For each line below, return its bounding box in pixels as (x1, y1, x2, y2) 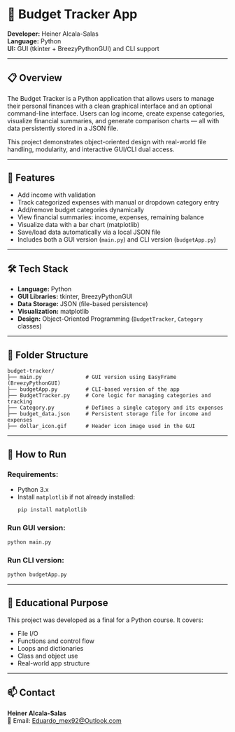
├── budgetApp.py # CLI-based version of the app (7, 386, 180, 393)
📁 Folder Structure (7, 349, 89, 361)
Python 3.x (17, 485, 49, 493)
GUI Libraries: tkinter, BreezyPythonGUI (17, 292, 133, 301)
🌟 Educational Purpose (7, 597, 108, 609)
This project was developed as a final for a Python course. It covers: (7, 616, 204, 624)
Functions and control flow (17, 637, 94, 645)
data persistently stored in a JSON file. (7, 124, 119, 132)
